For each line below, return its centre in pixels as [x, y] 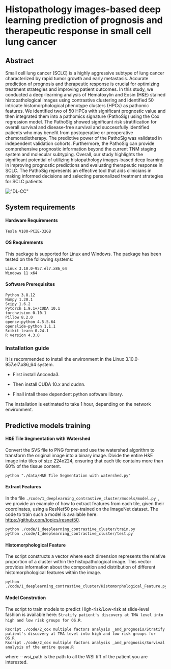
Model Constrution [26, 598]
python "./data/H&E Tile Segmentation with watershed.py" [68, 476]
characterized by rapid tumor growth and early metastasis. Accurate [77, 78]
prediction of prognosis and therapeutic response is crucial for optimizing [82, 84]
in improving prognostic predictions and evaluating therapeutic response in [84, 165]
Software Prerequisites [30, 284]
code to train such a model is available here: [51, 514]
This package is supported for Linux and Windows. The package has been [83, 254]
